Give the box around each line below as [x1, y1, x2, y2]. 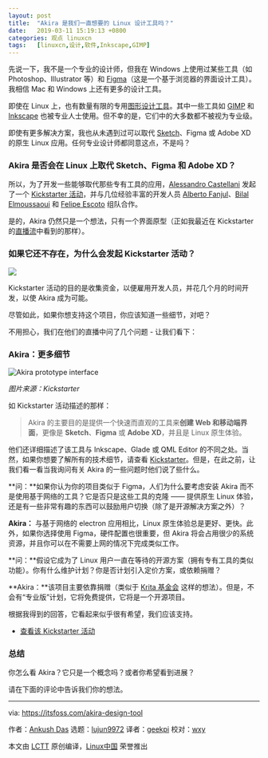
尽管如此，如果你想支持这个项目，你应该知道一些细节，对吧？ [8, 310, 211, 319]
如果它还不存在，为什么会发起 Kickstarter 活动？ [8, 248, 196, 259]
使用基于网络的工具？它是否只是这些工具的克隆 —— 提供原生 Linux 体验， [14, 492, 258, 501]
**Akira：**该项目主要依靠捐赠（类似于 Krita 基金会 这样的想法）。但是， [8, 582, 248, 592]
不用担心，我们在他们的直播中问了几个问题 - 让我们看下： [8, 326, 198, 336]
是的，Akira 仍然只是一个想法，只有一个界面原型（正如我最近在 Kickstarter [8, 216, 254, 226]
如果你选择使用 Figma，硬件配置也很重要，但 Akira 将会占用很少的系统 [22, 528, 254, 539]
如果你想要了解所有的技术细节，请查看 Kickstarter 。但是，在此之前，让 [22, 455, 256, 464]
